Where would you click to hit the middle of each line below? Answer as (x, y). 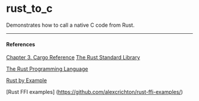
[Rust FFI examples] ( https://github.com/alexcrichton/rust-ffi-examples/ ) (95, 92)
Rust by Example (27, 81)
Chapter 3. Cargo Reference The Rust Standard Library (73, 58)
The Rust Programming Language (47, 69)
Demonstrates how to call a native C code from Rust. (70, 25)
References (21, 44)
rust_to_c (30, 9)
